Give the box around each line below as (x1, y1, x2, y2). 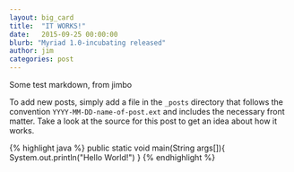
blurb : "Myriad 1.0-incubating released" (9, 38, 167, 47)
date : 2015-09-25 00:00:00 (9, 30, 118, 39)
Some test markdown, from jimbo (9, 80, 133, 90)
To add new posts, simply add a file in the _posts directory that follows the (9, 97, 284, 107)
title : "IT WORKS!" (9, 21, 87, 30)
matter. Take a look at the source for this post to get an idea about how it (9, 116, 278, 126)
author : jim (9, 47, 54, 56)
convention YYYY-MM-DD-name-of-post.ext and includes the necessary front (9, 107, 285, 116)
